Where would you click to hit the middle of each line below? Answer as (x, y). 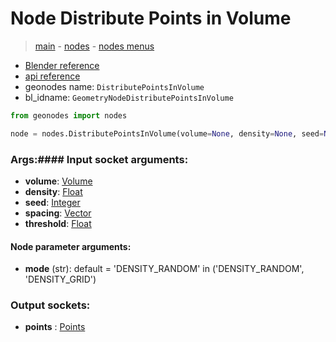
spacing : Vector (58, 213)
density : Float (53, 191)
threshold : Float (58, 223)
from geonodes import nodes (69, 115)
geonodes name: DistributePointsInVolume (114, 86)
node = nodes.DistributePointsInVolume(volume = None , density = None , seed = (167, 133)
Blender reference (62, 65)
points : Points (55, 327)
